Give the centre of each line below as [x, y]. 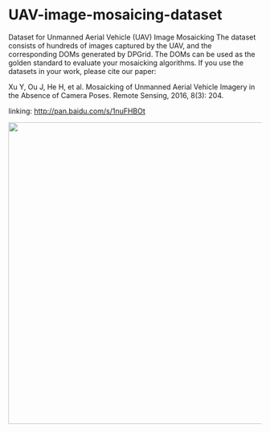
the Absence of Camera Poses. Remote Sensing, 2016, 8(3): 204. [116, 95]
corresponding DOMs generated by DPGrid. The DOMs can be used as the [132, 54]
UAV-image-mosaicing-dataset [115, 15]
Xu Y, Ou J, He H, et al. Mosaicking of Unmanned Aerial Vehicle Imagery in [132, 87]
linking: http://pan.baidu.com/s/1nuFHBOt [77, 111]
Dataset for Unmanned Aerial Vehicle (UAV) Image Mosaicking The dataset [132, 37]
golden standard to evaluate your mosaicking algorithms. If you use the [126, 63]
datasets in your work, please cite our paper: [82, 71]
